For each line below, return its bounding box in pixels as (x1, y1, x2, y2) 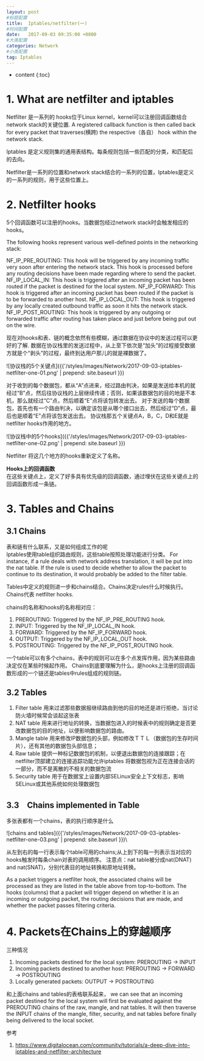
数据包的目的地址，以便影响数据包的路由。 (20, 727, 128, 735)
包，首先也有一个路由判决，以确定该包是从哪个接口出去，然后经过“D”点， (6, 404, 191, 412)
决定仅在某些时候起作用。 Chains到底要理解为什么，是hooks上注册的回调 (6, 661, 190, 669)
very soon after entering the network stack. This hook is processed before (6, 263, 193, 270)
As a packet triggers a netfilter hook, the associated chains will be (6, 876, 172, 883)
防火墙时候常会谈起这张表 (15, 712, 80, 719)
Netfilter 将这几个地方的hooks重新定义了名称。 (6, 452, 124, 459)
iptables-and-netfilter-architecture (15, 1048, 102, 1056)
